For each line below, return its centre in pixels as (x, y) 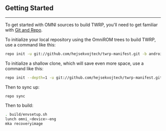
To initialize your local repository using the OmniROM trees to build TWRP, (81, 40)
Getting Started (29, 8)
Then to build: (19, 105)
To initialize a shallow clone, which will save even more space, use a (75, 63)
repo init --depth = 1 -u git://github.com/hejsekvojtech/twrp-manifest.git (84, 78)
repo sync (15, 96)
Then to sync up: (22, 87)
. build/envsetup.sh (26, 115)
